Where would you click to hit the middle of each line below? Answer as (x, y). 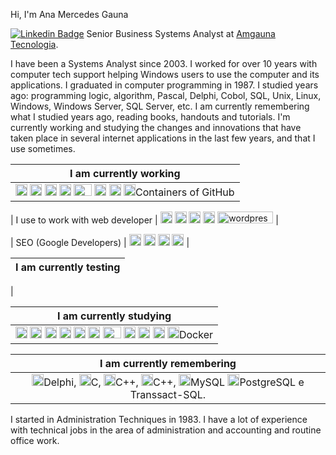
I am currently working (125, 173)
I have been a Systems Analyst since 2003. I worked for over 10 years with (164, 63)
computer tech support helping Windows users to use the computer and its (165, 74)
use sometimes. (43, 148)
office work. (35, 440)
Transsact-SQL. (168, 394)
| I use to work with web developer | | (144, 220)
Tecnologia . (34, 44)
